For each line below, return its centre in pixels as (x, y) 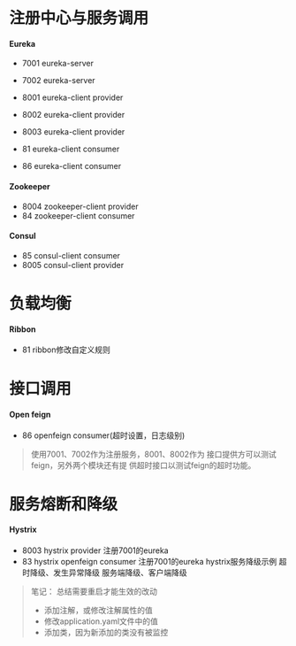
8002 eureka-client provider (73, 115)
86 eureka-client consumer (72, 166)
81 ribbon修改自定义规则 (66, 350)
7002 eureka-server (58, 81)
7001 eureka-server (58, 64)
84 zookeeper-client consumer (78, 215)
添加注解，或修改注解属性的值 (98, 610)
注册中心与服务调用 (79, 18)
